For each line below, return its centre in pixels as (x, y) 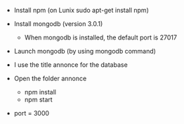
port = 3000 (32, 113)
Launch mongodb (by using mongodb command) (85, 51)
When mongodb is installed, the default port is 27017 (101, 37)
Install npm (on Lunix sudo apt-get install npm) (81, 10)
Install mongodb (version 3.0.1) (58, 24)
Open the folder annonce (50, 78)
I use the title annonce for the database (71, 65)
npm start (38, 99)
